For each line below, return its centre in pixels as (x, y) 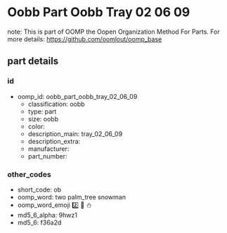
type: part (42, 111)
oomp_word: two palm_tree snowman (72, 197)
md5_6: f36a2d (39, 222)
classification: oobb (57, 104)
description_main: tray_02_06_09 (75, 133)
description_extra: (54, 141)
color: (37, 126)
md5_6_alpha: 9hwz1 (47, 215)
